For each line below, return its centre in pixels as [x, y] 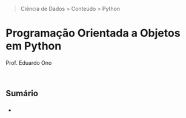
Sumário [22, 93]
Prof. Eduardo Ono [29, 62]
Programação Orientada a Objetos [93, 33]
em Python [34, 46]
